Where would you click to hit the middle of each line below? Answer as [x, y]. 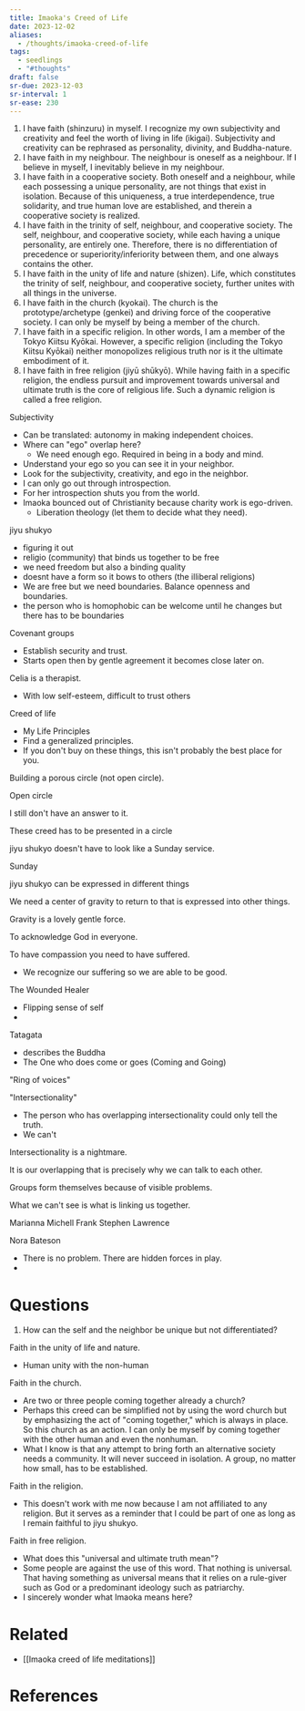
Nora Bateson [35, 1241]
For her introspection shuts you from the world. [111, 493]
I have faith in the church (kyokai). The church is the [120, 303]
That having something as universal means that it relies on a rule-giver [155, 1578]
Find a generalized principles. [78, 741]
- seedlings [41, 60]
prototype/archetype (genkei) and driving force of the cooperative [147, 313]
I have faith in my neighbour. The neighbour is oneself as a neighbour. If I [159, 158]
